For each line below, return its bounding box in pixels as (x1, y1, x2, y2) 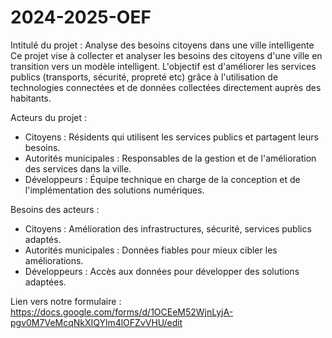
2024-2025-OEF (10, 6, 152, 29)
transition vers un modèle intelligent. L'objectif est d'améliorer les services (10, 60, 317, 72)
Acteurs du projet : (10, 111, 88, 123)
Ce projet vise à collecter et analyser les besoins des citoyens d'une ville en (10, 49, 323, 61)
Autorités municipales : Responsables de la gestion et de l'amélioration (24, 152, 317, 164)
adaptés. (24, 233, 62, 245)
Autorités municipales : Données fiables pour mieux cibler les (24, 244, 278, 256)
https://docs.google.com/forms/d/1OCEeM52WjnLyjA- (10, 306, 234, 318)
